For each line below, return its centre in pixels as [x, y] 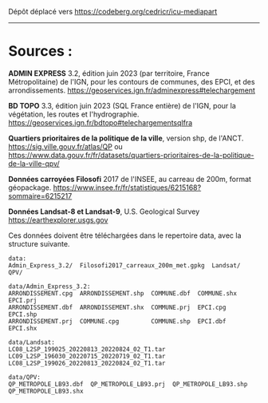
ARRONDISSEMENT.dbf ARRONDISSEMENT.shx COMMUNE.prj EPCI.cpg [117, 307]
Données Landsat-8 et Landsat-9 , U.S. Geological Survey [104, 211]
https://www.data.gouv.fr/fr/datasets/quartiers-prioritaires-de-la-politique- [131, 155]
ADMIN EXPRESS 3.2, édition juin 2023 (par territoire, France [109, 73]
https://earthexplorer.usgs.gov [58, 219]
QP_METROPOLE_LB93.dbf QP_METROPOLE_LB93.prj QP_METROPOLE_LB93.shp [128, 384]
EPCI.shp [23, 314]
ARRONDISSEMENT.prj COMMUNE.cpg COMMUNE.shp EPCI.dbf [117, 321]
